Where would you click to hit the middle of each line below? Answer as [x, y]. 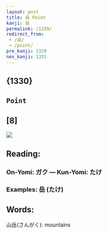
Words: [20, 210]
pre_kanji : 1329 [26, 51]
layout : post [22, 12]
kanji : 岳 [18, 23]
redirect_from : [25, 34]
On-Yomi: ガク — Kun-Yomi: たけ [54, 172]
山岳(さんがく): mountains [38, 225]
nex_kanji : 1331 [26, 57]
